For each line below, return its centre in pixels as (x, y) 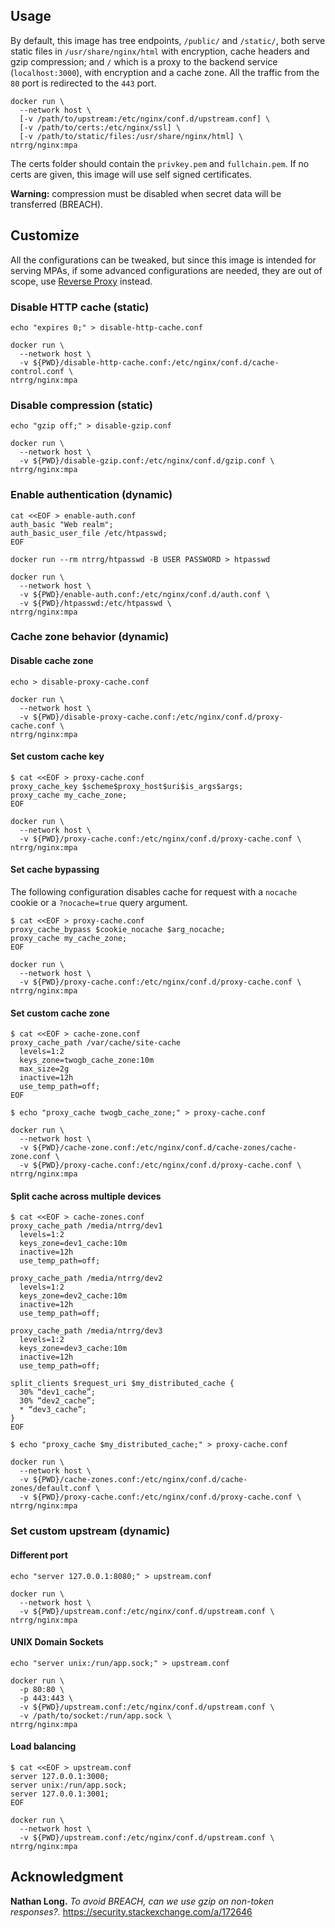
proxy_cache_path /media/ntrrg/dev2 (86, 1279)
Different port (39, 1555)
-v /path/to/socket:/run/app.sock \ (95, 1715)
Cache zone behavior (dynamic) (90, 637)
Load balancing (43, 1746)
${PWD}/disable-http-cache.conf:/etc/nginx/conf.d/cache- (156, 362)
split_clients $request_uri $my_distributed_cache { (122, 1384)
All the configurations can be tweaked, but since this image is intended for (163, 260)
